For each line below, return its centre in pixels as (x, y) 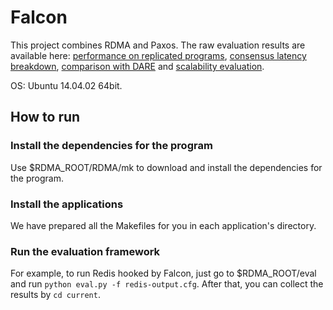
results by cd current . (55, 295)
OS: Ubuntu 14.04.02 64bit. (66, 85)
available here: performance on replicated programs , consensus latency (158, 55)
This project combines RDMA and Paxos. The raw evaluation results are (158, 45)
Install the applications (67, 204)
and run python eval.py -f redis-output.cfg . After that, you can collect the (167, 284)
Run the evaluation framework (85, 251)
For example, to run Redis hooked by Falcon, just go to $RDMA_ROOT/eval (163, 273)
